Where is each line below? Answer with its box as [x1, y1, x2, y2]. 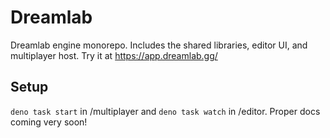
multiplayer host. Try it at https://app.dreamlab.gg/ [10, 49, 218, 61]
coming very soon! [10, 116, 88, 128]
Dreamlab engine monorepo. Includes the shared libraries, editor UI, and [10, 39, 308, 51]
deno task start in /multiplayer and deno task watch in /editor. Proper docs [10, 105, 321, 117]
